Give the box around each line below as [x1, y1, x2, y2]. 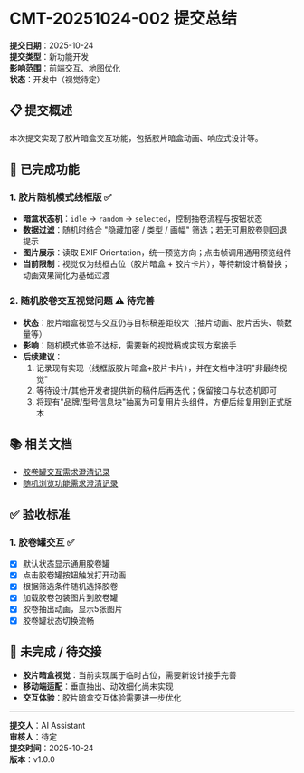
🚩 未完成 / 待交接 [9, 644, 102, 659]
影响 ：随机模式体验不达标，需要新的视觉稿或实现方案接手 [22, 339, 237, 350]
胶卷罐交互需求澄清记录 [22, 466, 110, 477]
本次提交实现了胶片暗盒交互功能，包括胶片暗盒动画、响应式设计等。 [9, 132, 263, 143]
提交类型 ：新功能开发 [9, 51, 89, 62]
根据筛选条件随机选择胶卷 [22, 581, 119, 592]
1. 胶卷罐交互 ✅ [9, 536, 75, 549]
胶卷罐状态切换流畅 [22, 615, 95, 625]
